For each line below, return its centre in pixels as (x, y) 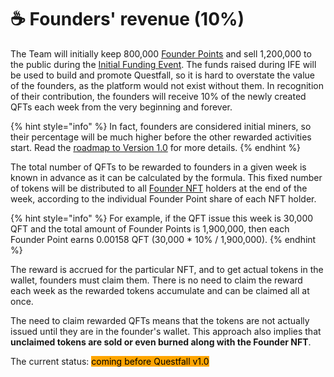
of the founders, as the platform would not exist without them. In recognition (167, 85)
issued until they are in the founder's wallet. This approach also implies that (166, 331)
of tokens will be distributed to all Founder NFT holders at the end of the (159, 188)
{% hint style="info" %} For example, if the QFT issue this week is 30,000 (162, 218)
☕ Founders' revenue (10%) (127, 19)
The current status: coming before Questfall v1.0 (110, 361)
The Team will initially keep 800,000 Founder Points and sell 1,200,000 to (161, 53)
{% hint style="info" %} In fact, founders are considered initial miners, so (161, 126)
